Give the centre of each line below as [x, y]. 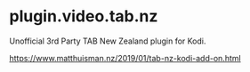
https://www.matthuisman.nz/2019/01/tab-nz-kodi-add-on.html [125, 58]
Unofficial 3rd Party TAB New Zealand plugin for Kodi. [108, 41]
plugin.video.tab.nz [84, 16]
